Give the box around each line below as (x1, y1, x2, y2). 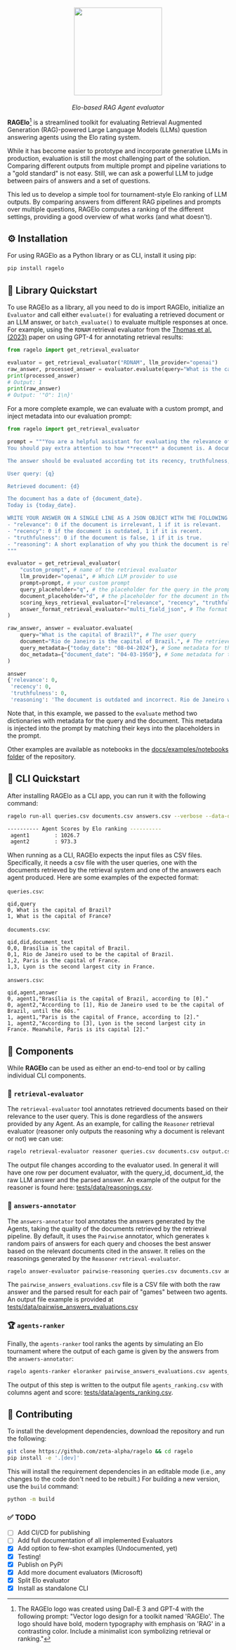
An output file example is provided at (7, 1295, 114, 1304)
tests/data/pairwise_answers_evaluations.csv (7, 1303, 138, 1311)
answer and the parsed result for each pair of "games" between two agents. (7, 1288, 228, 1296)
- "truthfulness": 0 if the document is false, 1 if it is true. (7, 534, 202, 541)
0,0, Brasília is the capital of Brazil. (7, 945, 131, 952)
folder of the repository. (7, 752, 76, 761)
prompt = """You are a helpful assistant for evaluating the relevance (7, 438, 221, 445)
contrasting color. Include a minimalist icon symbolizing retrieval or (17, 1627, 211, 1635)
